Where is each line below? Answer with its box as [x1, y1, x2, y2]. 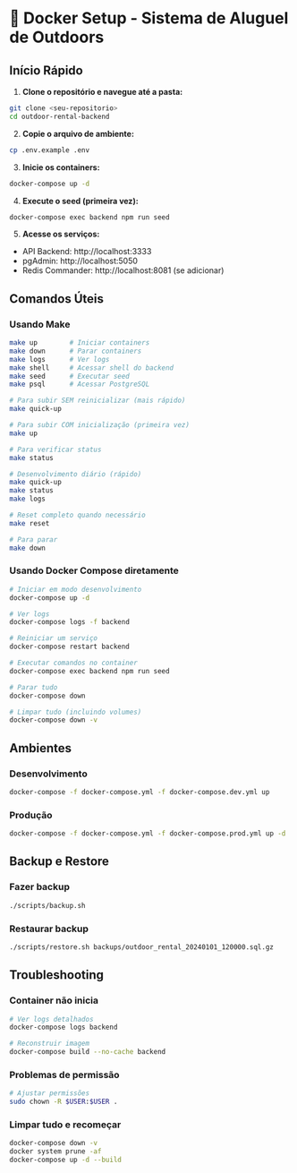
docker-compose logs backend [9, 1023, 118, 1032]
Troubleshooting [9, 967, 105, 983]
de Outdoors [9, 27, 105, 47]
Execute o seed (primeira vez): [21, 195, 139, 206]
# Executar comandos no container [9, 658, 139, 668]
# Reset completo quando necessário [9, 510, 146, 520]
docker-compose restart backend [9, 642, 130, 652]
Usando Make [9, 318, 71, 330]
